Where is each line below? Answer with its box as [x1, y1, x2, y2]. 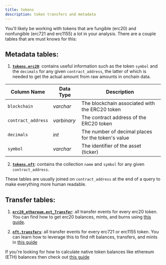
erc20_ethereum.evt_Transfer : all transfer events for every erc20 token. [12, 209, 158, 215]
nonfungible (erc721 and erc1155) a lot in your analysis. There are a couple [5, 31, 157, 37]
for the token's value [81, 134, 129, 141]
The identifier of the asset [81, 143, 142, 150]
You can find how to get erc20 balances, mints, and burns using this [12, 214, 152, 220]
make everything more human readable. [5, 181, 86, 188]
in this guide [12, 239, 38, 245]
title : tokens [5, 7, 35, 12]
